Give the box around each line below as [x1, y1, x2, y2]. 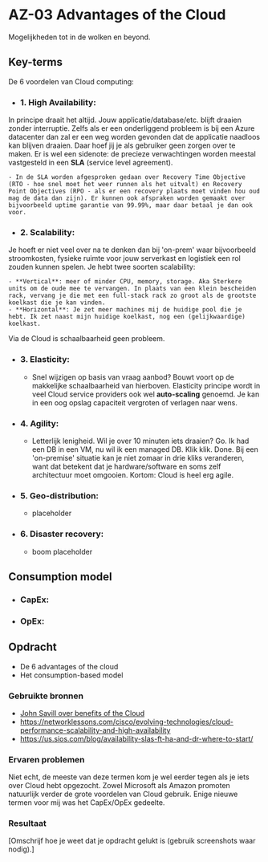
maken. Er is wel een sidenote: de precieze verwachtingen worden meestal [8, 149, 257, 159]
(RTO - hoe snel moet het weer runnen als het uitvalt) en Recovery [8, 181, 242, 189]
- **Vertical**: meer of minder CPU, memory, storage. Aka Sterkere [8, 278, 242, 286]
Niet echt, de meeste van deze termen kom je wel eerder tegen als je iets [8, 772, 250, 782]
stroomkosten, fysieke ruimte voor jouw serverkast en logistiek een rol [8, 254, 241, 263]
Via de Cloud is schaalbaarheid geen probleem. [8, 334, 165, 344]
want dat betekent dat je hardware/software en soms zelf [31, 461, 221, 471]
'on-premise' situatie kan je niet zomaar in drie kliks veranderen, [31, 453, 245, 462]
